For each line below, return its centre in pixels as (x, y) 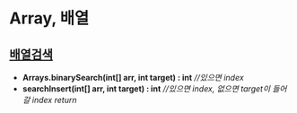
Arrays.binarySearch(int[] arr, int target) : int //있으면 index (133, 78)
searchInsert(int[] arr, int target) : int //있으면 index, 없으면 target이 (146, 89)
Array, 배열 (49, 18)
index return (54, 100)
